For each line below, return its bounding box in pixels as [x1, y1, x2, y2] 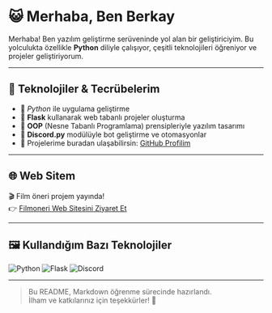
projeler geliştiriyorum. [8, 51, 83, 61]
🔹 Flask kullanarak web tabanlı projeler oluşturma [19, 112, 185, 122]
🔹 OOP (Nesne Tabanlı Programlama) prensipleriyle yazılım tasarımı [19, 121, 245, 130]
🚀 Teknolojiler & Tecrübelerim [8, 82, 160, 96]
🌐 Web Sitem [8, 169, 75, 183]
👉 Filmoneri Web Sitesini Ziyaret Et [8, 203, 127, 213]
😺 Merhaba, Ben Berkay [8, 7, 176, 26]
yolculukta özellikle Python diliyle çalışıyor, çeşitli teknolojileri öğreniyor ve [8, 42, 257, 52]
